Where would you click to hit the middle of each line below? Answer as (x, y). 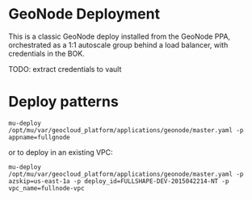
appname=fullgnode (39, 137)
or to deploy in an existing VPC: (61, 152)
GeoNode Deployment (84, 14)
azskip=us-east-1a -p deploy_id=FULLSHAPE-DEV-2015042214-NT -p (119, 181)
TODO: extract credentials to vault (65, 69)
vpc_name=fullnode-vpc (46, 188)
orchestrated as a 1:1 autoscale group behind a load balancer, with (118, 44)
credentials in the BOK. (46, 53)
